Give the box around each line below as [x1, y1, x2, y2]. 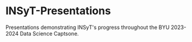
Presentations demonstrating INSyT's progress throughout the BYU [5, 24, 170, 31]
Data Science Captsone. [20, 30, 79, 37]
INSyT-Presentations [5, 4, 111, 18]
